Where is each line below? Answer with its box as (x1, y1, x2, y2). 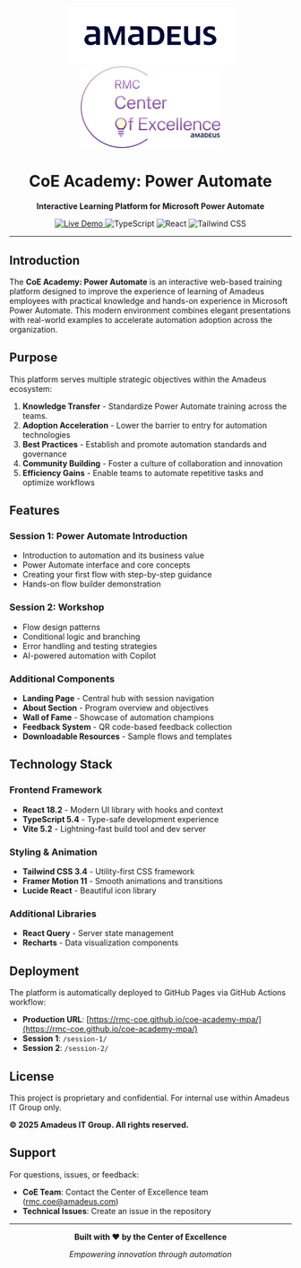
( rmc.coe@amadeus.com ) (21, 1195, 119, 1207)
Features (9, 503, 60, 518)
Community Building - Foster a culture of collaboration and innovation (21, 457, 283, 468)
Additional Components (9, 673, 115, 685)
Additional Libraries (9, 908, 97, 920)
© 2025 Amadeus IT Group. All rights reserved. (9, 1119, 190, 1130)
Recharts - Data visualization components (21, 937, 179, 948)
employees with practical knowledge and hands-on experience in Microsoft (9, 295, 288, 306)
